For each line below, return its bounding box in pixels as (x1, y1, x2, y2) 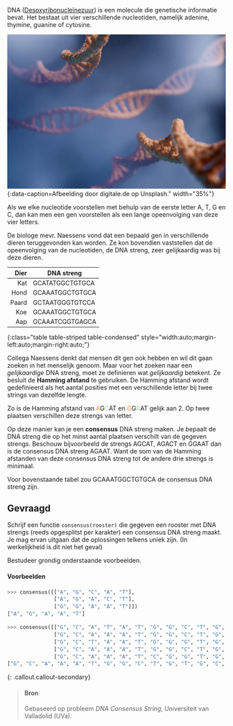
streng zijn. (7, 482, 40, 491)
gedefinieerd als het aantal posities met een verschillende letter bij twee (7, 383, 213, 391)
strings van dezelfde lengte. (7, 390, 87, 399)
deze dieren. (7, 253, 43, 262)
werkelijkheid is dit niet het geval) (7, 543, 103, 551)
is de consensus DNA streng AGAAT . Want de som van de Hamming (7, 447, 202, 455)
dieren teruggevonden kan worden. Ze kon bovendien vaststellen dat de (7, 239, 213, 247)
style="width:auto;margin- (141, 333, 216, 341)
